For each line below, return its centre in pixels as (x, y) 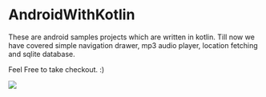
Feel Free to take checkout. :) (56, 69)
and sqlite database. (42, 54)
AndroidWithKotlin (72, 15)
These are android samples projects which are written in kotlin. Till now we (131, 37)
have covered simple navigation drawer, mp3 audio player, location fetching (133, 45)
